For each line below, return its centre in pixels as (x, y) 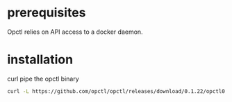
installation (40, 60)
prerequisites (47, 13)
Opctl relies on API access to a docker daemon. (75, 32)
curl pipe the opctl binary (43, 79)
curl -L (18, 91)
